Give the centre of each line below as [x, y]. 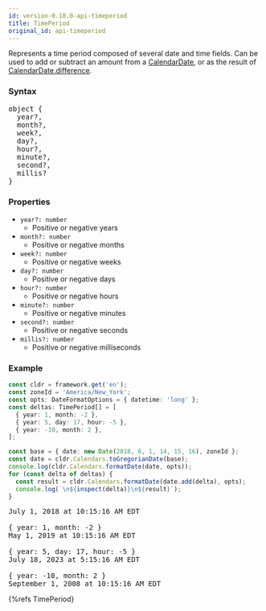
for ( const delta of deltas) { [61, 474]
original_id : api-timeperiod [57, 31]
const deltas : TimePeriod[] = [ [62, 407]
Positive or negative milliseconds [86, 347]
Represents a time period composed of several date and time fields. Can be [133, 54]
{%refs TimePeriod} [41, 599]
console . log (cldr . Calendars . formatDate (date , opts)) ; [100, 467]
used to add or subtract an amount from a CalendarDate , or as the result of [133, 62]
